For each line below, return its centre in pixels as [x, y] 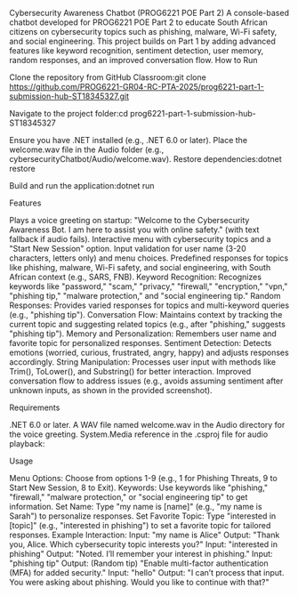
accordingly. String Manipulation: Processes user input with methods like [143, 362]
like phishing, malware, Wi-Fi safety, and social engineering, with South [140, 267]
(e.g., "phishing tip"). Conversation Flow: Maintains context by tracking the [146, 314]
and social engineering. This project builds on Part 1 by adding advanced [142, 41]
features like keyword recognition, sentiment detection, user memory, [137, 51]
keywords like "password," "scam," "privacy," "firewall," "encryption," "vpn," [149, 286]
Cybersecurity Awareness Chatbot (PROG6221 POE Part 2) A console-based [149, 13]
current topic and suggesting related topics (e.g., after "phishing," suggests [148, 324]
